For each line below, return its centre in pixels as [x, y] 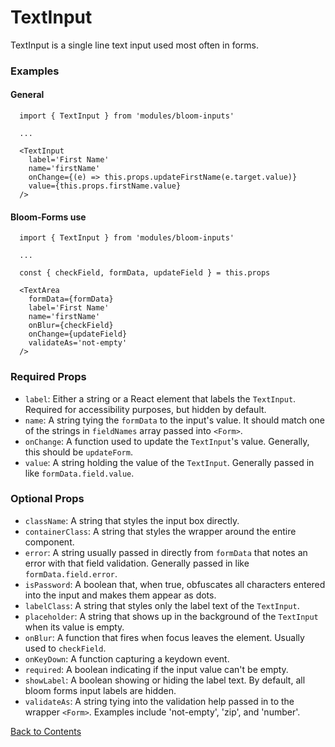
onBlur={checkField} [71, 326]
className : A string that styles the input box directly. [132, 520]
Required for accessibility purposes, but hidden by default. [145, 409]
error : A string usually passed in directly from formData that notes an [166, 552]
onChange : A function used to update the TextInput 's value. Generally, [167, 441]
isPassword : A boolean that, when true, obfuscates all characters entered [175, 584]
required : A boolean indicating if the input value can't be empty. [156, 669]
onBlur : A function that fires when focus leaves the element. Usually [164, 637]
